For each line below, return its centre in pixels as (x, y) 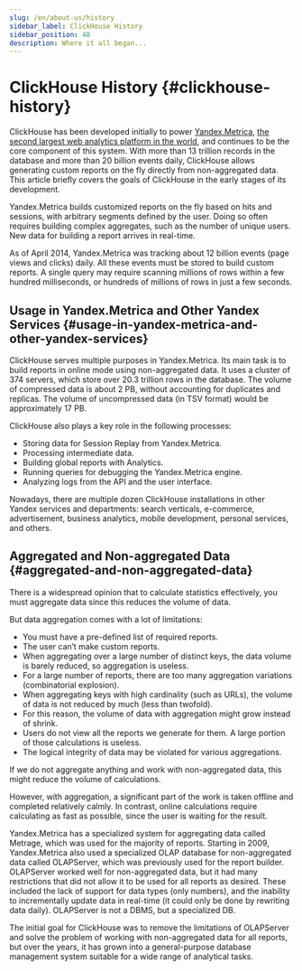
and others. (31, 528)
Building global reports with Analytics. (93, 462)
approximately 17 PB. (48, 408)
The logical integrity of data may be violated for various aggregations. (152, 752)
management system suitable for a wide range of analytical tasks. (132, 956)
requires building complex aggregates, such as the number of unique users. (150, 226)
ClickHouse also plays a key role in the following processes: (120, 426)
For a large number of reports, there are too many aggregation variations (157, 675)
